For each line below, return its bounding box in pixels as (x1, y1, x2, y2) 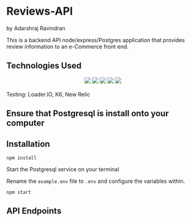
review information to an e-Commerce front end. (6, 43, 129, 50)
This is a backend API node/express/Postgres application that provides (6, 36, 185, 43)
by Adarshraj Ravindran (6, 24, 66, 32)
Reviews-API (6, 4, 73, 18)
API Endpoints (6, 206, 62, 216)
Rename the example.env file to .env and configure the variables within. (6, 177, 185, 185)
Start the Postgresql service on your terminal (6, 165, 119, 172)
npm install (6, 155, 37, 161)
